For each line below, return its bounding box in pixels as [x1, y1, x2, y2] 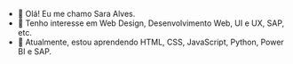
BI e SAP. [17, 46, 51, 57]
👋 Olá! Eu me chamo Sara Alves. [17, 9, 136, 19]
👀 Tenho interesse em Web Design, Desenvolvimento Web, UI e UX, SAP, [17, 18, 285, 28]
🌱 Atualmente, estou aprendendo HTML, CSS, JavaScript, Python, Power [17, 36, 284, 47]
